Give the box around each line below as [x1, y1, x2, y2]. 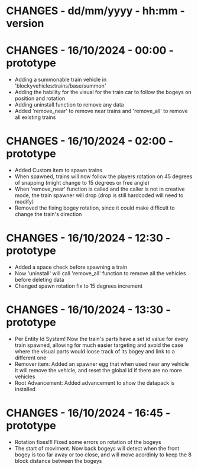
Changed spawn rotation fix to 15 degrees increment [14, 282, 143, 289]
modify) [14, 198, 34, 205]
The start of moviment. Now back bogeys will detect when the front [14, 445, 180, 452]
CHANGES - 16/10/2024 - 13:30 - [6, 303, 171, 317]
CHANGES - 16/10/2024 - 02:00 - [6, 134, 173, 148]
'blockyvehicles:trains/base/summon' [14, 82, 106, 89]
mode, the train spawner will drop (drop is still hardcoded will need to [14, 192, 184, 199]
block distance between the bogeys [14, 457, 102, 464]
